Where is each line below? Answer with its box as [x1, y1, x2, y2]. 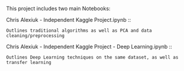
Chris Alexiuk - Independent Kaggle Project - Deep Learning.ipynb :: [6, 43, 173, 50]
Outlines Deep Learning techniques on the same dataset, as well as [6, 55, 179, 60]
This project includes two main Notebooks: [6, 5, 111, 12]
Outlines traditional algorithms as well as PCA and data [6, 28, 152, 33]
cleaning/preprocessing [6, 33, 65, 39]
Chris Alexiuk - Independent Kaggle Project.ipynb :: [6, 16, 131, 23]
